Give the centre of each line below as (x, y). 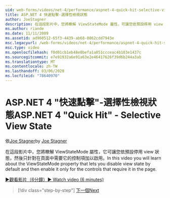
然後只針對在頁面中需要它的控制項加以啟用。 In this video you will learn (88, 158)
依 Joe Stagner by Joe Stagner (36, 141)
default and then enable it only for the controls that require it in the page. (81, 169)
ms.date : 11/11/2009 (27, 33)
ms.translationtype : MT (30, 62)
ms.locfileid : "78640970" (32, 76)
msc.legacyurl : (21, 43)
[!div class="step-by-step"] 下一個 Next (58, 190)
